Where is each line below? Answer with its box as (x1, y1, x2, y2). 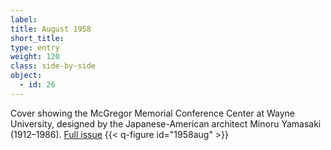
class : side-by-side (10, 61, 97, 71)
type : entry (10, 42, 60, 53)
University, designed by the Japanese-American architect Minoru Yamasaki (10, 117, 322, 130)
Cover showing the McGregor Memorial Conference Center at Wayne (10, 107, 295, 119)
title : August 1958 (10, 24, 92, 34)
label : (10, 14, 38, 25)
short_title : (10, 33, 65, 43)
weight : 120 (10, 52, 60, 62)
